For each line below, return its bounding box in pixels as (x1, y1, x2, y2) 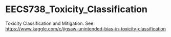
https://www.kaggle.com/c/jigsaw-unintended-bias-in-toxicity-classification (5, 25, 166, 31)
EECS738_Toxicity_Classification (5, 4, 147, 15)
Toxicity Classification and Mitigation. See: (5, 20, 95, 26)
